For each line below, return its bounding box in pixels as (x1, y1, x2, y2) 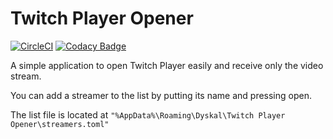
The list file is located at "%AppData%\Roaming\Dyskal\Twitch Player (10, 108, 286, 121)
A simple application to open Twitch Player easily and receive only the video (10, 59, 324, 71)
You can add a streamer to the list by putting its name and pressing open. (10, 89, 312, 101)
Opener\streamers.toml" (10, 119, 110, 129)
